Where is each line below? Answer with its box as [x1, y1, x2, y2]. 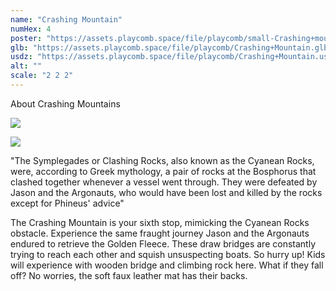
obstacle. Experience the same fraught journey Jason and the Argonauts [10, 227, 310, 239]
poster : [10, 33, 43, 43]
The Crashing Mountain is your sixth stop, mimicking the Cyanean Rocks [10, 216, 310, 228]
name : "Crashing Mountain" [10, 14, 123, 25]
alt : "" [10, 61, 43, 71]
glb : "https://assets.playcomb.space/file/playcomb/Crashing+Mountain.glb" [10, 42, 333, 53]
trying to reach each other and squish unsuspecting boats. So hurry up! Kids [10, 248, 326, 260]
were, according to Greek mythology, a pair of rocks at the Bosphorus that [10, 165, 317, 177]
